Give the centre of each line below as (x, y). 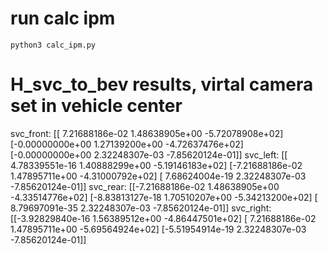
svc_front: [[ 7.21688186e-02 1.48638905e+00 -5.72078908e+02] (147, 133)
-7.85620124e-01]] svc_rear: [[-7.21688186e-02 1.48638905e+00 (145, 186)
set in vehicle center (96, 106)
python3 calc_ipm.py (53, 45)
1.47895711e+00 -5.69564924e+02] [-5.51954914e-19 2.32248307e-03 (158, 229)
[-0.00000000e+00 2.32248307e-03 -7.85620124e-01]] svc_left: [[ (149, 154)
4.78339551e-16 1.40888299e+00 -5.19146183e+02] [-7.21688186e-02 (156, 165)
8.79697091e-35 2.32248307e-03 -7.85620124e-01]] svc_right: (141, 208)
